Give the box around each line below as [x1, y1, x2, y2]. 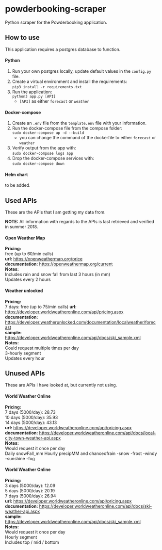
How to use [5, 33, 40, 42]
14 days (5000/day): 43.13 [5, 420, 57, 425]
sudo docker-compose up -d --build [12, 130, 84, 135]
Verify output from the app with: [12, 145, 76, 151]
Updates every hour [5, 355, 45, 361]
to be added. [5, 182, 31, 188]
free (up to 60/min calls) [5, 251, 53, 257]
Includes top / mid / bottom [5, 539, 59, 545]
